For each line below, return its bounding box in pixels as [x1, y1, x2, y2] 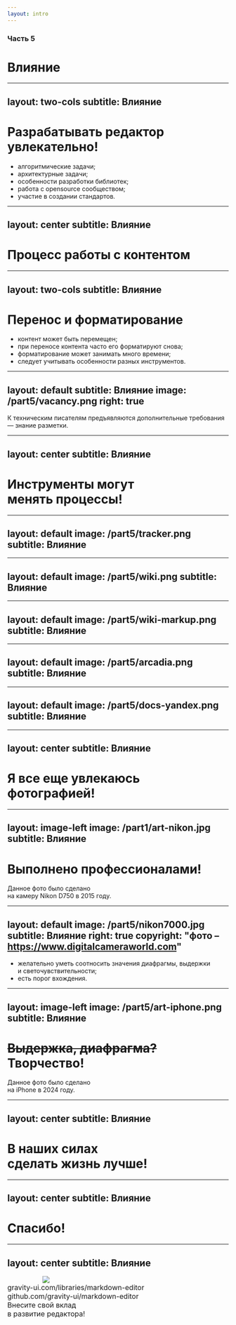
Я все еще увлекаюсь [7, 770, 140, 786]
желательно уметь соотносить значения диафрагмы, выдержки [17, 959, 211, 968]
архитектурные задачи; [17, 169, 88, 178]
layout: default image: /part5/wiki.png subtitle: [7, 570, 217, 583]
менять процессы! [7, 491, 123, 507]
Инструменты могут [7, 476, 135, 492]
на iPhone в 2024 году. [7, 1086, 75, 1094]
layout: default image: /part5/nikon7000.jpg [7, 918, 205, 930]
